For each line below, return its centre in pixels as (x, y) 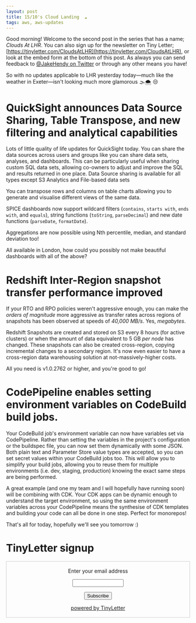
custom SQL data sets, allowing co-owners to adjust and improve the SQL (95, 167)
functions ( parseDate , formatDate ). (47, 221)
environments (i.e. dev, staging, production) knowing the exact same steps (96, 471)
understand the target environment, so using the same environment (87, 501)
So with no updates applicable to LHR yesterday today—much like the (90, 75)
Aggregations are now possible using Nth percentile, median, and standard (96, 232)
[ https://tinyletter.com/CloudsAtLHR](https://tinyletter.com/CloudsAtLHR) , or (98, 52)
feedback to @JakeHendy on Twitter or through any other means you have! (97, 64)
